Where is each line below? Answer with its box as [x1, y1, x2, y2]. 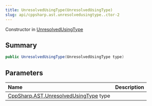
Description [115, 84, 144, 91]
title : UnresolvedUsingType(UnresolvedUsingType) [5, 7, 113, 13]
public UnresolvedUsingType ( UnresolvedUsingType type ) [5, 55, 124, 60]
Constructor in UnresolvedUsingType [5, 26, 83, 32]
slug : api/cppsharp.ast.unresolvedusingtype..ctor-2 [5, 12, 120, 17]
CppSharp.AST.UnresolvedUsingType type [8, 92, 111, 99]
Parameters [5, 68, 43, 77]
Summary [5, 41, 37, 49]
